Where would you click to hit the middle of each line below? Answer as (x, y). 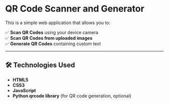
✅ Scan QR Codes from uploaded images (49, 38)
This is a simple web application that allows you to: (58, 23)
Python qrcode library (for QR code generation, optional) (72, 95)
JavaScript (24, 90)
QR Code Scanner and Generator (75, 9)
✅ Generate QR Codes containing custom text (53, 44)
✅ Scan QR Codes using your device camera (52, 32)
